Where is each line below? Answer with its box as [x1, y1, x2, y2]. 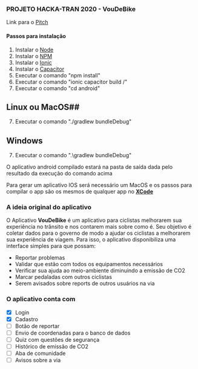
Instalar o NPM [15, 52, 53, 59]
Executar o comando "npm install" [15, 71, 101, 79]
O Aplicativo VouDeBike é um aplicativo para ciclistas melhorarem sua [6, 217, 182, 224]
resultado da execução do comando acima [6, 170, 113, 177]
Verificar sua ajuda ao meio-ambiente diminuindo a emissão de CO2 [15, 267, 186, 274]
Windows [6, 136, 43, 146]
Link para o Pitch [6, 19, 48, 26]
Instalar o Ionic [15, 59, 53, 66]
